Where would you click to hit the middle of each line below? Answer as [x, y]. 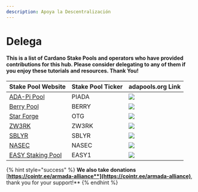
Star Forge [24, 116]
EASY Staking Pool [36, 155]
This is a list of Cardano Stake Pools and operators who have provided [95, 58]
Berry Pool [24, 106]
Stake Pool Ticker [97, 87]
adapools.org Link [155, 87]
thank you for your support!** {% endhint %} [62, 182]
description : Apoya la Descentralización [59, 12]
